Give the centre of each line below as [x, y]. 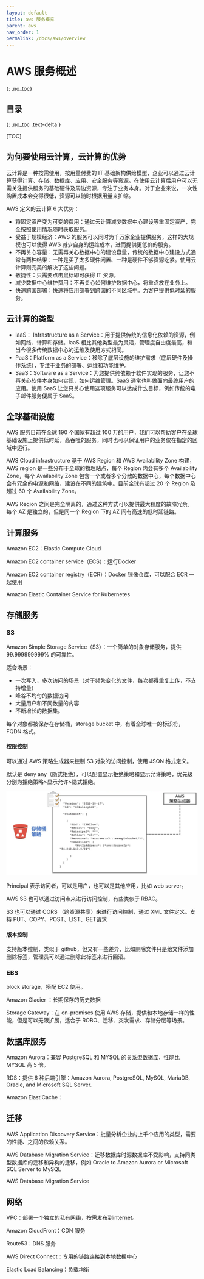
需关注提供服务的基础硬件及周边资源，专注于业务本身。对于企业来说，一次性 [102, 188]
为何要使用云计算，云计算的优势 [66, 157]
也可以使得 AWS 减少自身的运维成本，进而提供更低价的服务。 [97, 244]
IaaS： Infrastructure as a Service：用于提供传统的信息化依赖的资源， [102, 335]
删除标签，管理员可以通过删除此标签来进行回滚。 [67, 957]
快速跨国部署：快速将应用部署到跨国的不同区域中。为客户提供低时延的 [103, 290]
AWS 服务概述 [42, 72]
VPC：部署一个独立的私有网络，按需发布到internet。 [72, 1217]
